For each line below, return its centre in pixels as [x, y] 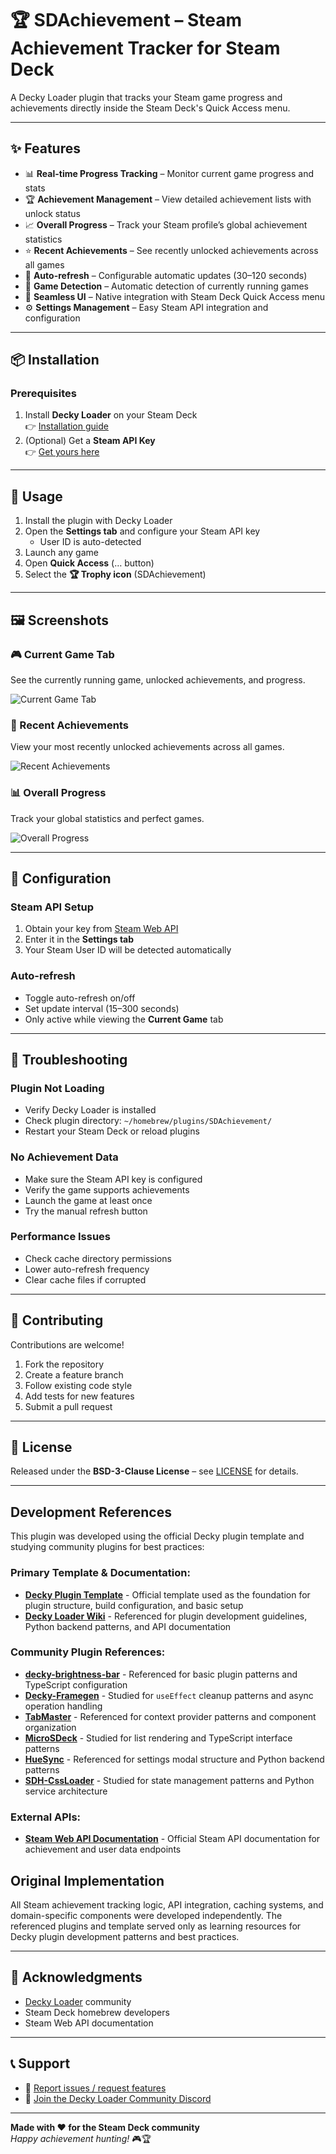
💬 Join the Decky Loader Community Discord [118, 2098]
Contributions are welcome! [67, 1344]
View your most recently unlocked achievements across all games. [147, 747]
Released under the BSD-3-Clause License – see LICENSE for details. [154, 1471]
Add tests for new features [79, 1396]
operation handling [63, 1706]
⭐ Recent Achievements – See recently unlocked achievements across [171, 250]
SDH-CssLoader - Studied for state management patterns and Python [169, 1780]
